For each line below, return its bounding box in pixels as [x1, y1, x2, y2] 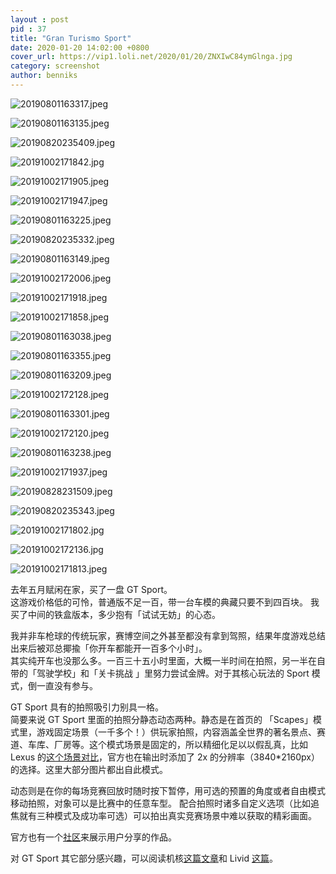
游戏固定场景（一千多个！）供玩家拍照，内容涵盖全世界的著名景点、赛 [36, 726, 326, 738]
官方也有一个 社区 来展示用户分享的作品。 [10, 831, 177, 843]
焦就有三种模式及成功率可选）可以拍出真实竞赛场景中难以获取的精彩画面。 [10, 809, 317, 821]
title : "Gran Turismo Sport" [10, 33, 132, 43]
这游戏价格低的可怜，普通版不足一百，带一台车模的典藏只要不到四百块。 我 [10, 596, 320, 608]
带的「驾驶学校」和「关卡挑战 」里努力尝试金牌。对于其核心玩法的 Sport [10, 667, 310, 679]
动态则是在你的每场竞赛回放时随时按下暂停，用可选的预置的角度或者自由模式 [10, 784, 326, 796]
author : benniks [10, 71, 78, 81]
